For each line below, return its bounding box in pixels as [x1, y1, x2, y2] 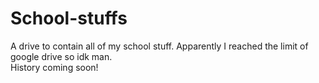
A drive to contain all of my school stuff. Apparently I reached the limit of [10, 40, 309, 52]
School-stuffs [10, 7, 128, 30]
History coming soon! [10, 61, 99, 73]
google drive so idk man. [10, 50, 113, 62]
